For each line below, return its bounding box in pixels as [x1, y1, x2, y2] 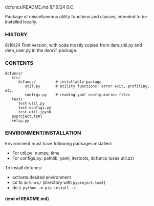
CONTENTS [5, 60, 34, 67]
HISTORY [5, 31, 28, 38]
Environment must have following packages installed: [5, 140, 112, 146]
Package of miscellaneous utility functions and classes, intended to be [5, 14, 147, 19]
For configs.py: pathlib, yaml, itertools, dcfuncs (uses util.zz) [12, 155, 134, 161]
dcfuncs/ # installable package [18, 79, 102, 84]
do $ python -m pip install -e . [12, 184, 81, 190]
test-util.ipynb [18, 109, 51, 114]
